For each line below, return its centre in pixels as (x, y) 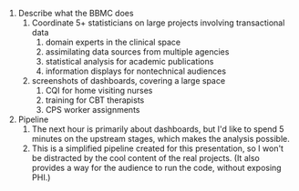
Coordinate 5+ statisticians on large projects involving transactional (158, 23)
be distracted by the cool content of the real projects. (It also (145, 158)
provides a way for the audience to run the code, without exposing (156, 168)
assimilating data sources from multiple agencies (137, 52)
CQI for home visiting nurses (99, 90)
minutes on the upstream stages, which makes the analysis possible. (160, 139)
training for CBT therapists (95, 100)
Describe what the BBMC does (76, 13)
